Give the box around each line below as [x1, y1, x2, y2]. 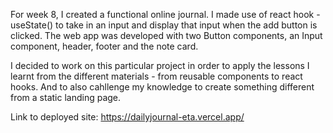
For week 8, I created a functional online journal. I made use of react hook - [10, 9, 321, 20]
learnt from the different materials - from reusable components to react [10, 70, 303, 82]
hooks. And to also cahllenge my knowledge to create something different [10, 81, 315, 93]
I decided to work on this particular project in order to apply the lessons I [10, 60, 310, 71]
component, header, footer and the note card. [10, 40, 199, 52]
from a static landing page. [10, 92, 122, 103]
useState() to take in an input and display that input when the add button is [10, 19, 318, 31]
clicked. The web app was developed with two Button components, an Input [10, 30, 323, 41]
